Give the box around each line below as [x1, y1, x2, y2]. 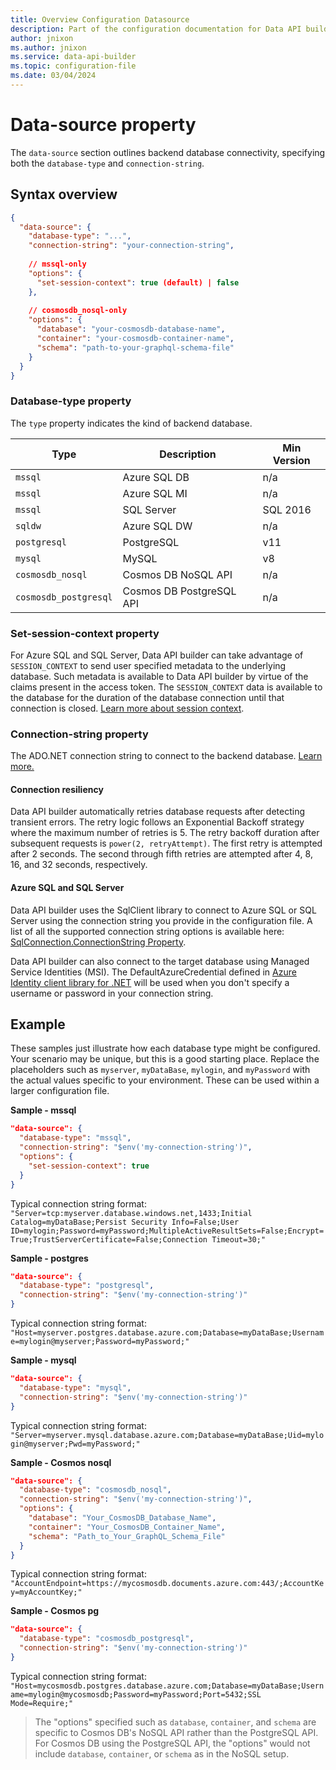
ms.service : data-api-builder [10, 52, 137, 62]
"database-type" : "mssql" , [19, 1133, 132, 1143]
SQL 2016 [262, 502, 312, 516]
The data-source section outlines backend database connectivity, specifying [10, 146, 326, 158]
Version [272, 453, 311, 467]
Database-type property [10, 394, 132, 408]
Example [10, 1016, 66, 1033]
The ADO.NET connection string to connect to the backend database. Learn [10, 750, 323, 762]
